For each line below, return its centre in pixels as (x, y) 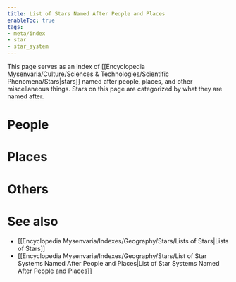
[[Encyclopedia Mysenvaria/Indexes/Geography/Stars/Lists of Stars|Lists (123, 241)
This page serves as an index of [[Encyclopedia (76, 66)
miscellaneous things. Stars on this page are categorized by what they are (115, 89)
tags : (15, 27)
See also (33, 221)
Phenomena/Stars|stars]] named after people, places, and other (100, 81)
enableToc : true (31, 20)
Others (28, 189)
